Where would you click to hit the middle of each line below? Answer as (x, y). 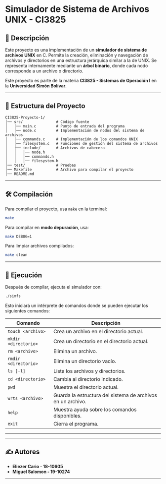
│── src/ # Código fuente (47, 122)
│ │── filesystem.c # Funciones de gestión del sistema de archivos (82, 143)
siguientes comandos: (28, 310)
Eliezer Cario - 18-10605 (38, 466)
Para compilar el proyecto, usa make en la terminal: (56, 209)
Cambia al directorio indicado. (88, 379)
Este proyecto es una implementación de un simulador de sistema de (76, 50)
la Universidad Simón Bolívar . (36, 86)
